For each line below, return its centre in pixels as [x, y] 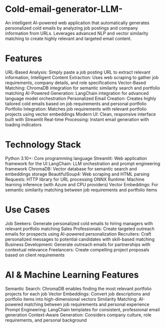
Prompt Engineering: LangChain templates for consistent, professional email [82, 309]
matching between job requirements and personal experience [87, 304]
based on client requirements [35, 255]
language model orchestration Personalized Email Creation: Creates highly [81, 98]
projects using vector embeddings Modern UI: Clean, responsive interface [81, 114]
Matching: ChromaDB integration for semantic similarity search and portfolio [83, 88]
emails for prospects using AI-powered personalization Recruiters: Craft [78, 234]
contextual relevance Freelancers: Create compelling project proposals [77, 249]
